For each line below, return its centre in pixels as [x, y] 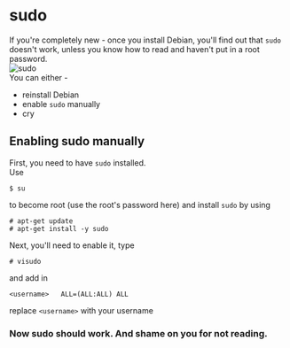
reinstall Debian [51, 95]
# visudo [25, 261]
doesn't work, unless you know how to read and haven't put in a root [134, 49]
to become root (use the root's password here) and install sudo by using [140, 205]
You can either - [39, 77]
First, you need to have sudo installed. [78, 162]
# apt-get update [41, 221]
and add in [29, 278]
